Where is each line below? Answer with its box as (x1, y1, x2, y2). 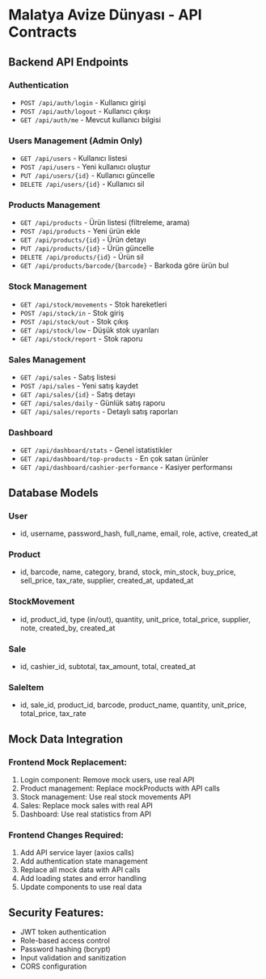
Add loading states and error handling (19, 874, 147, 884)
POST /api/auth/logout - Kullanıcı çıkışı (19, 106, 151, 116)
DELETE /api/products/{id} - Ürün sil (19, 252, 144, 262)
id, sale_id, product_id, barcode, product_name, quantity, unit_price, (19, 700, 247, 710)
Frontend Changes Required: (8, 829, 124, 841)
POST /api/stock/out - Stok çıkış (19, 316, 129, 326)
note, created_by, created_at (19, 623, 116, 633)
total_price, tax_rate (19, 709, 87, 718)
